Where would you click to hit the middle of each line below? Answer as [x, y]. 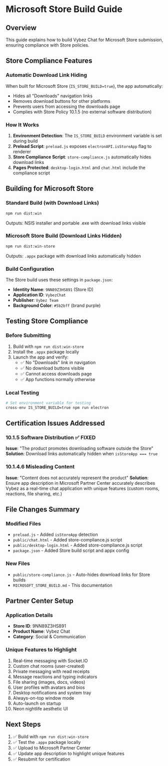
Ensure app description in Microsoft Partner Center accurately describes [80, 483]
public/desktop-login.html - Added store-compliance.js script [77, 545]
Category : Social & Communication [49, 637]
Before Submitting [28, 335]
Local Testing [22, 393]
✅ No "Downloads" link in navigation [58, 362]
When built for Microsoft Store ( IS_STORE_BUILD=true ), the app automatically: [84, 86]
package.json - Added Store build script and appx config [71, 550]
